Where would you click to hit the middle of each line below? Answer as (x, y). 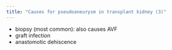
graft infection (32, 35)
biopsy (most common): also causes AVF (66, 29)
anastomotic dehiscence (46, 42)
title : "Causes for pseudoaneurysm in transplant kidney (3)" (86, 12)
